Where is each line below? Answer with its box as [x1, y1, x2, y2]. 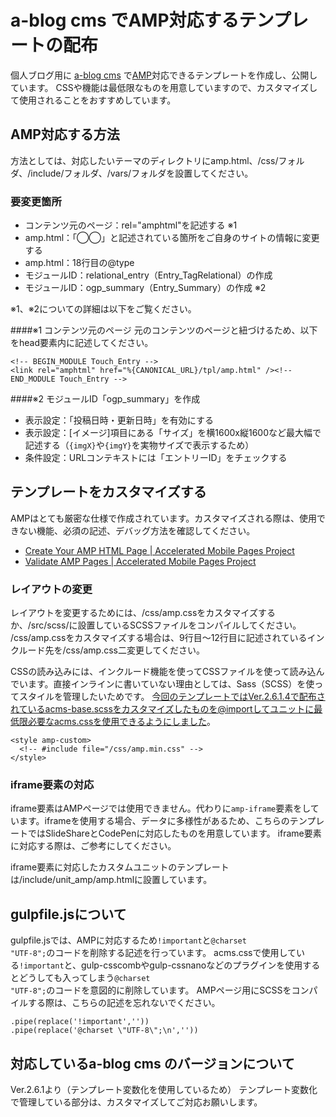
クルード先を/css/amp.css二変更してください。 [10, 644, 206, 656]
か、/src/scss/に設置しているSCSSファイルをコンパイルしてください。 [10, 619, 302, 631]
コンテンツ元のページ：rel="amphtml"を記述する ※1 [24, 219, 238, 231]
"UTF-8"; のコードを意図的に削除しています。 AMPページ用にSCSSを [10, 984, 292, 996]
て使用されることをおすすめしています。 [10, 94, 177, 106]
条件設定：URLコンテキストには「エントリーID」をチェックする [24, 452, 288, 464]
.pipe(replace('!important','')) [10, 1017, 150, 1027]
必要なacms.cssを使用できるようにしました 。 [27, 716, 217, 728]
